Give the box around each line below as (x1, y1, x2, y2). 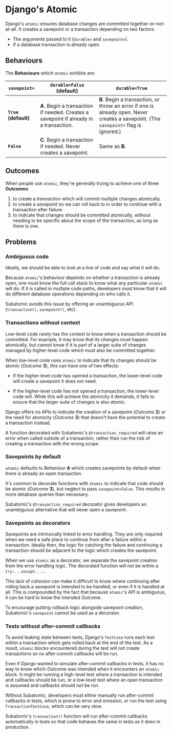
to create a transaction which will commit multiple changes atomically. (12, 195, 161, 202)
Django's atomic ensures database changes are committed (5, 21, 130, 27)
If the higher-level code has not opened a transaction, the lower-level (12, 388, 159, 394)
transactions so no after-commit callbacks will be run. (5, 650, 119, 657)
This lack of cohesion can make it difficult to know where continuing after (5, 578, 160, 584)
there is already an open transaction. (5, 470, 83, 476)
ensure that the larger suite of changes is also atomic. (12, 399, 126, 405)
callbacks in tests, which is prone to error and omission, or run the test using (5, 698, 167, 704)
